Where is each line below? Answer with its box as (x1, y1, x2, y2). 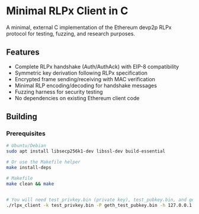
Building (6, 111, 37, 122)
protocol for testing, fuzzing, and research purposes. (6, 30, 135, 37)
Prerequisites (6, 129, 46, 138)
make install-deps (6, 165, 52, 171)
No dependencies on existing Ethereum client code (14, 94, 140, 101)
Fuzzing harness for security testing (14, 88, 103, 95)
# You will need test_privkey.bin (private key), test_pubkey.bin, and (6, 197, 187, 203)
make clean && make (6, 181, 54, 187)
